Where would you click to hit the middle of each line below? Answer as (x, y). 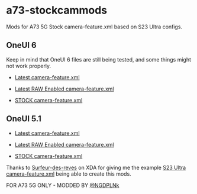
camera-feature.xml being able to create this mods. (69, 174)
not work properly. (29, 66)
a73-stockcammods (57, 10)
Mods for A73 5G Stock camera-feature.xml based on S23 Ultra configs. (94, 27)
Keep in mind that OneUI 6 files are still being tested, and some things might (98, 59)
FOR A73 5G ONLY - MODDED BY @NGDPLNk (63, 185)
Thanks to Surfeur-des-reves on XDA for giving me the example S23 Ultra (96, 167)
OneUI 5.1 (24, 119)
